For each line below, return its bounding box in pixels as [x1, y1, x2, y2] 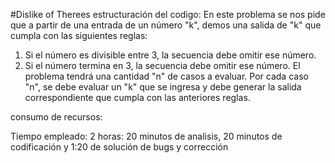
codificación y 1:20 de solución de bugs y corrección [10, 141, 229, 153]
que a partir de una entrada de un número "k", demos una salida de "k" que [10, 19, 322, 31]
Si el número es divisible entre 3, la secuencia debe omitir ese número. [24, 49, 317, 61]
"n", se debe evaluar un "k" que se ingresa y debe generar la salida [24, 81, 302, 93]
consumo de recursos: [10, 111, 103, 123]
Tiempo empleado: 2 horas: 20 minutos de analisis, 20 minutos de [10, 130, 283, 142]
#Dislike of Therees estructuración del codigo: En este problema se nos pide [10, 9, 326, 20]
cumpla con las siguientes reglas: [10, 30, 148, 41]
